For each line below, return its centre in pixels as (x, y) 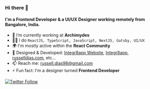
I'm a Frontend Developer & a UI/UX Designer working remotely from (75, 19)
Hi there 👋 (17, 8)
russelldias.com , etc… (34, 58)
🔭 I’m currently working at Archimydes (51, 35)
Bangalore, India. (22, 24)
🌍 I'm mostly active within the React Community (61, 46)
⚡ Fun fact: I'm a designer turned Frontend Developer (66, 71)
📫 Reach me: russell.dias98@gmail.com (52, 63)
